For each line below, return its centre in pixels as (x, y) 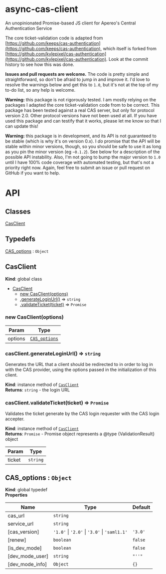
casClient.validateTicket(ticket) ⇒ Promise (57, 403)
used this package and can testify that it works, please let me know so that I (83, 121)
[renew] (17, 540)
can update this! (22, 126)
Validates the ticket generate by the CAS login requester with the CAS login (82, 414)
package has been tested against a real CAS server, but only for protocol (80, 110)
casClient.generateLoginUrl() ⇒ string (53, 354)
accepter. (15, 419)
